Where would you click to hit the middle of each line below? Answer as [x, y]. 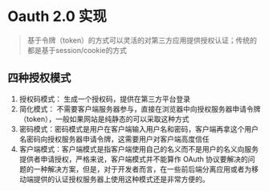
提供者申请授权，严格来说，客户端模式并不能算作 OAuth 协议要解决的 [133, 159]
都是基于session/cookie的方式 [77, 50]
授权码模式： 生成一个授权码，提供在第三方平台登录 [104, 99]
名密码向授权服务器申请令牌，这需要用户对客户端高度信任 [114, 139]
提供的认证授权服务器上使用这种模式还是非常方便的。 [121, 179]
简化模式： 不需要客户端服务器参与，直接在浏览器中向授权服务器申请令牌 [140, 108]
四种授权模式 [39, 78]
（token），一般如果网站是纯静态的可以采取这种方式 [104, 119]
